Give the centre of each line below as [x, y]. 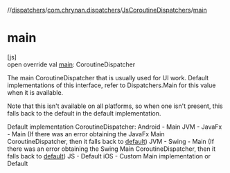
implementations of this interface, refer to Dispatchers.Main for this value [112, 85]
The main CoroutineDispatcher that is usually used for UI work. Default [108, 78]
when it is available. [35, 92]
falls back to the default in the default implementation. [84, 113]
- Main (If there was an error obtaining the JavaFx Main [86, 134]
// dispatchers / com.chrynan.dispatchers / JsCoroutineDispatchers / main [107, 10]
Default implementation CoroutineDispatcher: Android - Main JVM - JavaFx [115, 127]
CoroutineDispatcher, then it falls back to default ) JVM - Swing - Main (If [111, 141]
